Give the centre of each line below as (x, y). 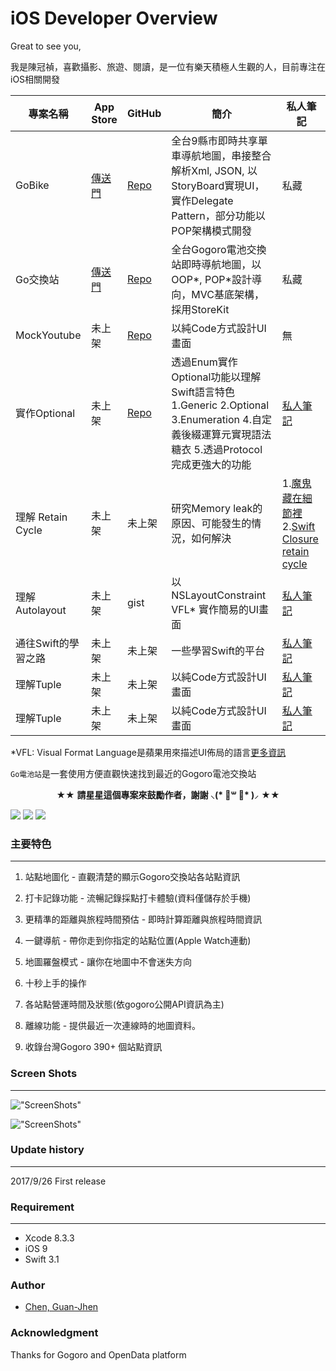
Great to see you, (46, 46)
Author (28, 1285)
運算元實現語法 (236, 434)
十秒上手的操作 (55, 983)
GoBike (32, 185)
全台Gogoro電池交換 (219, 249)
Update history (47, 1150)
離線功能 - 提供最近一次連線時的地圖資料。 (113, 1026)
